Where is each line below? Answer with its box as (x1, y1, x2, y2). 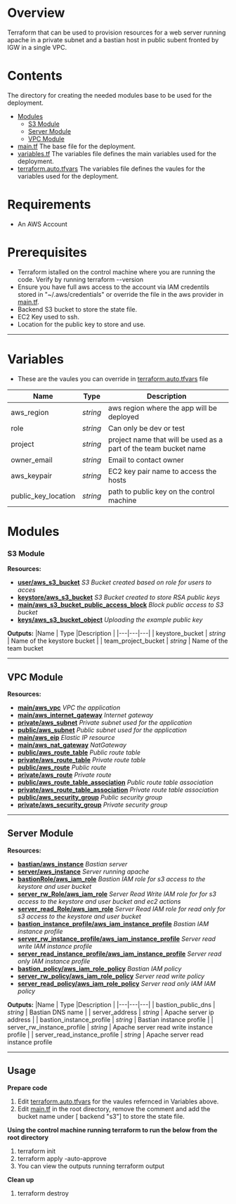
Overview (7, 5, 65, 21)
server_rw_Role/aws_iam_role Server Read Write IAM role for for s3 (17, 890, 216, 898)
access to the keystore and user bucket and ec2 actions (17, 897, 181, 905)
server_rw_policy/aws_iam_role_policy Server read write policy (17, 972, 205, 980)
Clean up (7, 1175, 34, 1184)
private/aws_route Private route (17, 770, 112, 779)
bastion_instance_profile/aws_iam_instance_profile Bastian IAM (17, 919, 209, 928)
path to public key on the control (107, 487, 215, 497)
